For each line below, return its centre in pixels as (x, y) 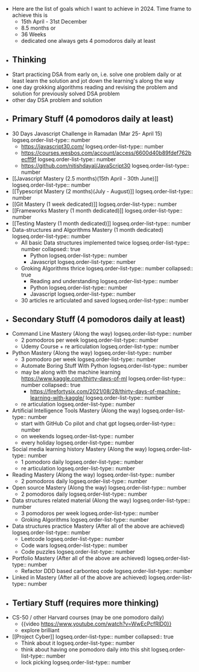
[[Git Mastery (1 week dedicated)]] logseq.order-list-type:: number (94, 204)
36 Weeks (33, 34)
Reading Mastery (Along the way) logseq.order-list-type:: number (93, 475)
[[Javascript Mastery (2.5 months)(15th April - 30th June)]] (85, 178)
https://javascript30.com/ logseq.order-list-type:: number (92, 146)
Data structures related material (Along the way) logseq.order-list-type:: (101, 501)
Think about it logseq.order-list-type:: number (78, 643)
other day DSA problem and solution (57, 100)
